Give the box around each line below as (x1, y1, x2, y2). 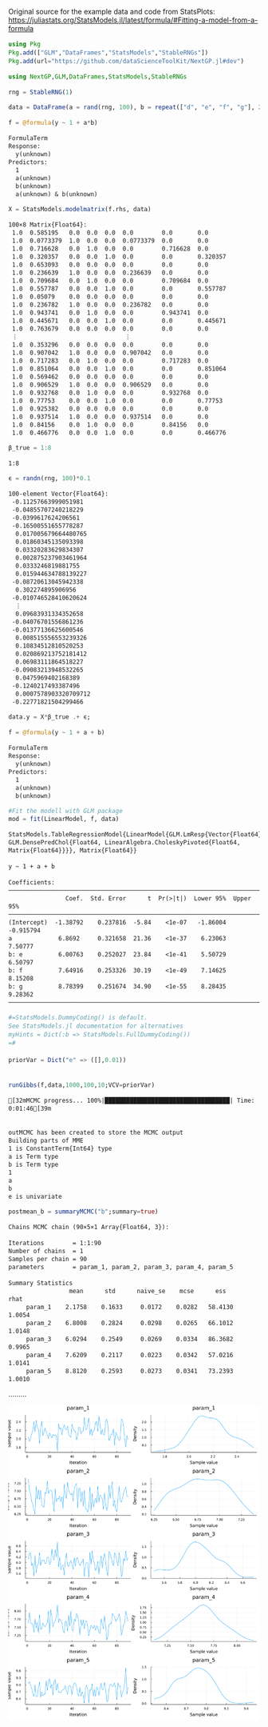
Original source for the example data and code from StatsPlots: (8, 7, 215, 16)
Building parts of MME (8, 1136, 84, 1145)
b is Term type (8, 1160, 59, 1169)
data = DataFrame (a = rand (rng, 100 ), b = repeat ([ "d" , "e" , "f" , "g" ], (8, 103, 255, 111)
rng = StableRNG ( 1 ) (8, 88, 73, 96)
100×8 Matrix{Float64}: (8, 221, 88, 229)
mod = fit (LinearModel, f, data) (8, 815, 120, 823)
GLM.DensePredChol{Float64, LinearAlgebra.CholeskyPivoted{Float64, (8, 839, 241, 847)
